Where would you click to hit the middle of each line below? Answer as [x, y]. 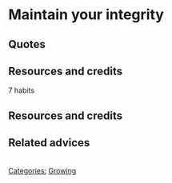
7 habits [21, 90]
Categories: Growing [42, 170]
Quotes [27, 44]
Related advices [49, 143]
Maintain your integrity [86, 15]
